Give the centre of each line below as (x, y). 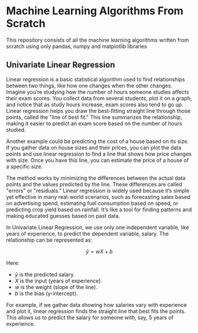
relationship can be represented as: (49, 240)
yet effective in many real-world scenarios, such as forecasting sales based (98, 196)
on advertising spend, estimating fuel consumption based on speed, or (92, 203)
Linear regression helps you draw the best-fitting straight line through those (98, 110)
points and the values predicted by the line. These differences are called (94, 184)
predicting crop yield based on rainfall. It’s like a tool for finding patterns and (99, 210)
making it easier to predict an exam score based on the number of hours (94, 123)
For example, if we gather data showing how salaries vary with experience (97, 305)
